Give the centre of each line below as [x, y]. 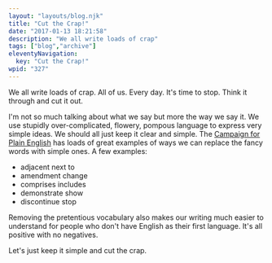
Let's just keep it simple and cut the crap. [78, 250]
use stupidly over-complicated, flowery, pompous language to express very [135, 125]
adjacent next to [47, 167]
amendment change [54, 175]
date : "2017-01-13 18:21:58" [58, 31]
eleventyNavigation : [44, 54]
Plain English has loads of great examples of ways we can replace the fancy [136, 142]
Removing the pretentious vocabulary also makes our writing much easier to [136, 217]
